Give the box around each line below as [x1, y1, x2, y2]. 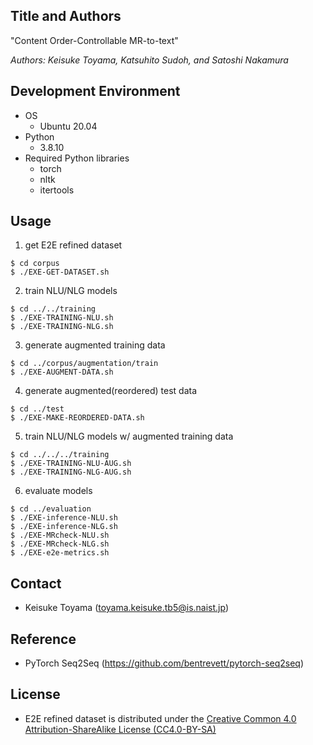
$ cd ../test [10, 404, 65, 414]
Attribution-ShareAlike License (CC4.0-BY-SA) [24, 723, 217, 735]
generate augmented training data [24, 339, 166, 351]
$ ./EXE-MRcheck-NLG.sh [10, 539, 110, 549]
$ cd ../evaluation [10, 504, 92, 514]
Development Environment [10, 83, 181, 100]
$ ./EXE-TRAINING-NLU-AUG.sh [10, 459, 132, 469]
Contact [10, 575, 62, 592]
